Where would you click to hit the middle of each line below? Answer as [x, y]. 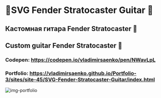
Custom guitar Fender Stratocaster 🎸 [64, 45]
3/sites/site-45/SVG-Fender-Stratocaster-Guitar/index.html [80, 79]
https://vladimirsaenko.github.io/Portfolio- [83, 73]
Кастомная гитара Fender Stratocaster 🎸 [71, 29]
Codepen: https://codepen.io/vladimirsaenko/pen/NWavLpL [80, 59]
